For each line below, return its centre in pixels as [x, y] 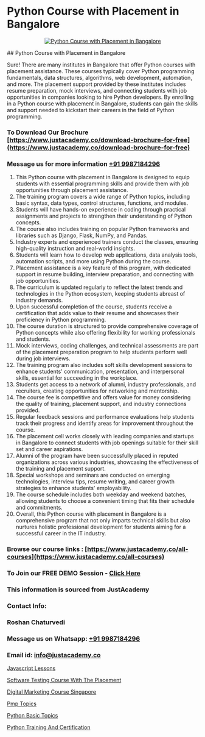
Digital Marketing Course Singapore [52, 692]
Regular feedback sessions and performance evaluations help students [105, 417]
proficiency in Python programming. [61, 320]
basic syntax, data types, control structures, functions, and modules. [102, 203]
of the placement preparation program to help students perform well [101, 352]
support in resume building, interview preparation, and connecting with [105, 274]
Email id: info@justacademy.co [54, 655]
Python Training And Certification [49, 727]
